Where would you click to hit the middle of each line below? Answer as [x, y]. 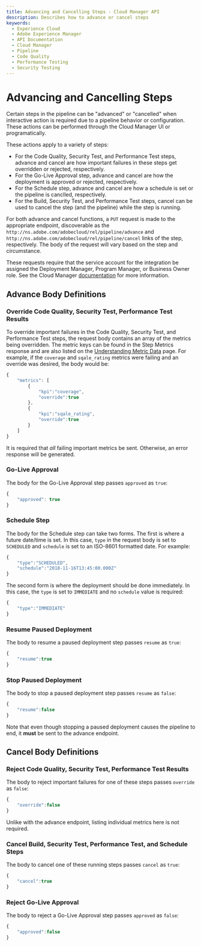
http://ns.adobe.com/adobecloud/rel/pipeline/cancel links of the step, [95, 238]
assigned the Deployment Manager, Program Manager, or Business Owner [98, 269]
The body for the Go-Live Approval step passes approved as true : [87, 483]
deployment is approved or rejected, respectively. [76, 182]
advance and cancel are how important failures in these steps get [96, 163]
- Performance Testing [40, 62]
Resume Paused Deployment [49, 629]
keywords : [19, 23]
